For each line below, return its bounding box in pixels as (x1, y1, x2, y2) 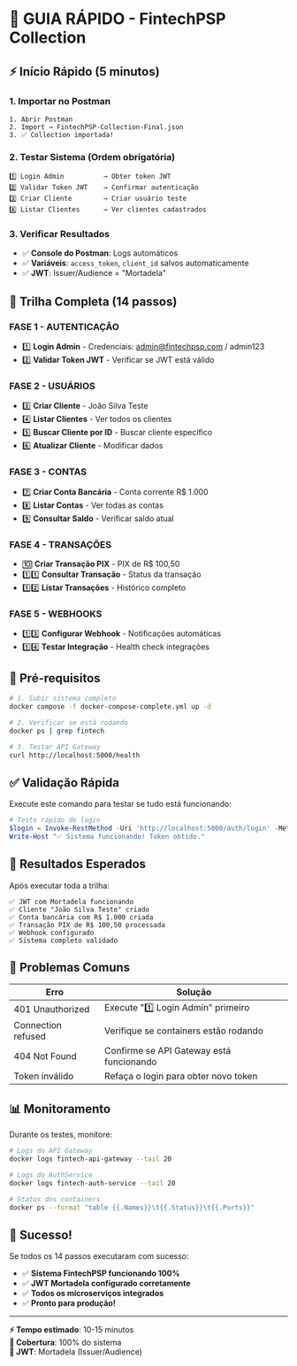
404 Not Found (13, 1050, 77, 1063)
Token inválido (13, 1071, 74, 1083)
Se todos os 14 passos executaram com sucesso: (9, 1251, 189, 1262)
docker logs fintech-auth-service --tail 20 (9, 1178, 176, 1187)
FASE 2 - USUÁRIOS (9, 380, 95, 393)
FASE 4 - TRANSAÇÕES (9, 538, 112, 550)
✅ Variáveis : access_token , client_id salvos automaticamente (21, 257, 249, 269)
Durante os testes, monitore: (9, 1129, 113, 1140)
